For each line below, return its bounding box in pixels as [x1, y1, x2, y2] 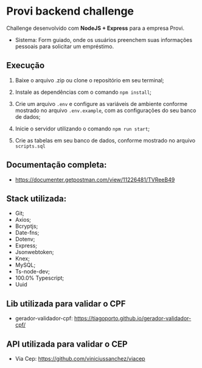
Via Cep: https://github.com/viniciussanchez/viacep [15, 355, 145, 362]
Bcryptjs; [15, 222, 38, 230]
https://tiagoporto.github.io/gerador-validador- [74, 315, 192, 322]
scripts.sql [15, 143, 46, 149]
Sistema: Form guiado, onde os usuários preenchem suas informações [15, 36, 193, 43]
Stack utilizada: [6, 193, 67, 203]
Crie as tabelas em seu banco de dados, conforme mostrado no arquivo [15, 136, 196, 144]
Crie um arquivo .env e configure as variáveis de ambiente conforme [15, 100, 187, 107]
